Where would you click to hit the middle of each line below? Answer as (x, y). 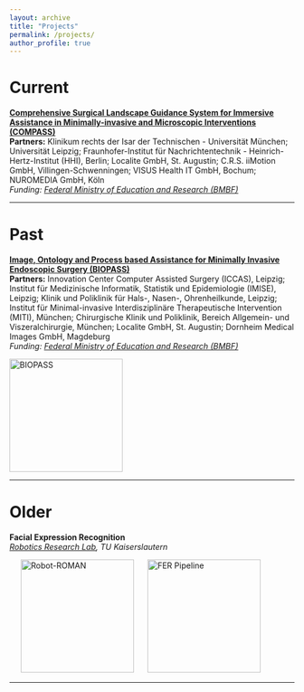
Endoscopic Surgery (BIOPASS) (70, 270)
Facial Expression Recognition (67, 537)
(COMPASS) (33, 132)
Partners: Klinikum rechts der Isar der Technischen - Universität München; (149, 142)
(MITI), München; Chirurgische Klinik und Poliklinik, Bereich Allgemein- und (149, 318)
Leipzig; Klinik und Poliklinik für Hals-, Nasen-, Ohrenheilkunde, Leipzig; (143, 299)
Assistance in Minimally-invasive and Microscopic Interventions (133, 122)
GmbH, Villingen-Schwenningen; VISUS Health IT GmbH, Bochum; (133, 171)
